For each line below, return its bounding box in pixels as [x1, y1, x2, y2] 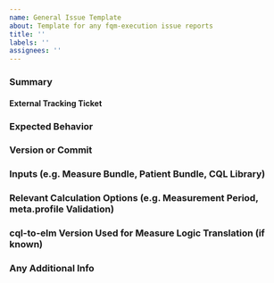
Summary [9, 76, 54, 88]
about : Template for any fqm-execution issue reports [9, 21, 214, 30]
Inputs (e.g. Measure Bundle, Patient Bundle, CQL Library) [9, 168, 266, 180]
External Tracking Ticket [9, 97, 103, 108]
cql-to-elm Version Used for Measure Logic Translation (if [9, 227, 265, 239]
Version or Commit [9, 144, 93, 156]
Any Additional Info [9, 262, 95, 275]
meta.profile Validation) [9, 203, 114, 215]
